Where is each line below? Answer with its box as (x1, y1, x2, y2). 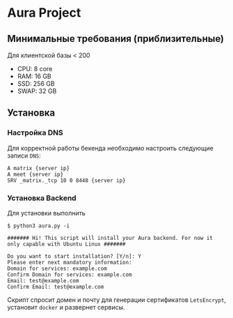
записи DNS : (7, 151, 42, 160)
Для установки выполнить (7, 209, 86, 217)
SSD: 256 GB (17, 79, 55, 88)
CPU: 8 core (17, 65, 53, 73)
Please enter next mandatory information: (7, 259, 132, 266)
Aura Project (7, 5, 81, 21)
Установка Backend (7, 193, 77, 203)
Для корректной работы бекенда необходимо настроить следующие (7, 144, 214, 152)
